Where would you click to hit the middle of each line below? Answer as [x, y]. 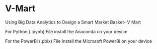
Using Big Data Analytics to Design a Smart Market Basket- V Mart [73, 22]
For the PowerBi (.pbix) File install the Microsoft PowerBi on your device [79, 41]
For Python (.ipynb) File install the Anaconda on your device [66, 31]
